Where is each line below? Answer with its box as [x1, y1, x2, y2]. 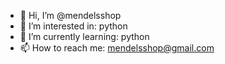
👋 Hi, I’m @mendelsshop [19, 10, 122, 21]
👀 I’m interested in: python [19, 20, 128, 32]
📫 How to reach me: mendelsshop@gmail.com [19, 42, 215, 54]
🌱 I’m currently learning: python [19, 31, 150, 42]
